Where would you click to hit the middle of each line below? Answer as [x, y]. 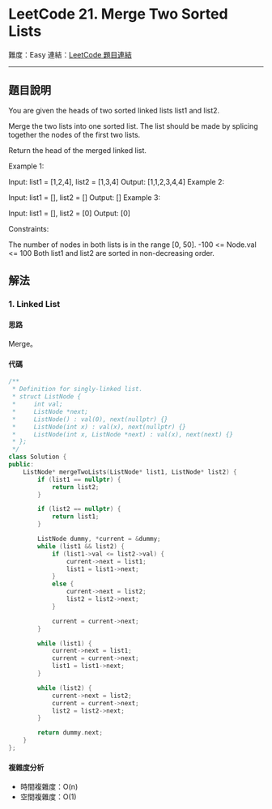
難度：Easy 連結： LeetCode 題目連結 [70, 54]
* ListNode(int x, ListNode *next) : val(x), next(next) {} [122, 434]
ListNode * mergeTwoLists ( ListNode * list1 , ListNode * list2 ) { [130, 472]
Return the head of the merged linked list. [78, 150]
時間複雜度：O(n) [49, 787]
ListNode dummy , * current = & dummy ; [99, 539]
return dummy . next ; [70, 733]
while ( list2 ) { [65, 688]
